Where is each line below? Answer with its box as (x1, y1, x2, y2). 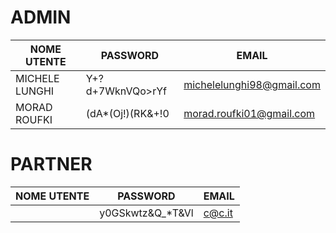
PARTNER (10, 153, 93, 176)
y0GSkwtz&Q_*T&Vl (99, 206, 194, 220)
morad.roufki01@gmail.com (183, 106, 316, 120)
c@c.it (203, 206, 233, 220)
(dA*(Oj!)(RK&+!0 (85, 106, 170, 120)
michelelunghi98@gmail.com (183, 77, 321, 91)
